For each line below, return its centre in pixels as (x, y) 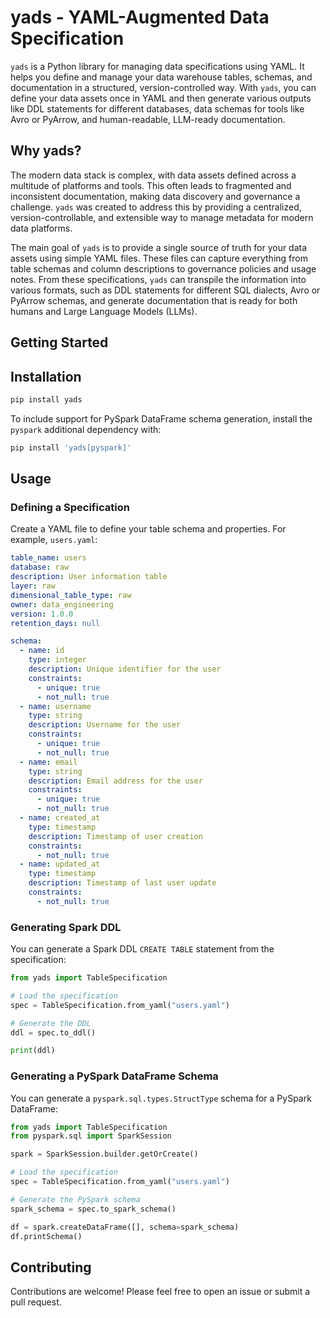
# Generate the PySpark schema (75, 1199)
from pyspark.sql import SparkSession (91, 1136)
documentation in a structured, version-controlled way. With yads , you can (163, 87)
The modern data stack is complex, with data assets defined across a (153, 175)
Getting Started (59, 342)
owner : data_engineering (62, 604)
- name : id (42, 651)
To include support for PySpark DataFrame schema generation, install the (161, 418)
